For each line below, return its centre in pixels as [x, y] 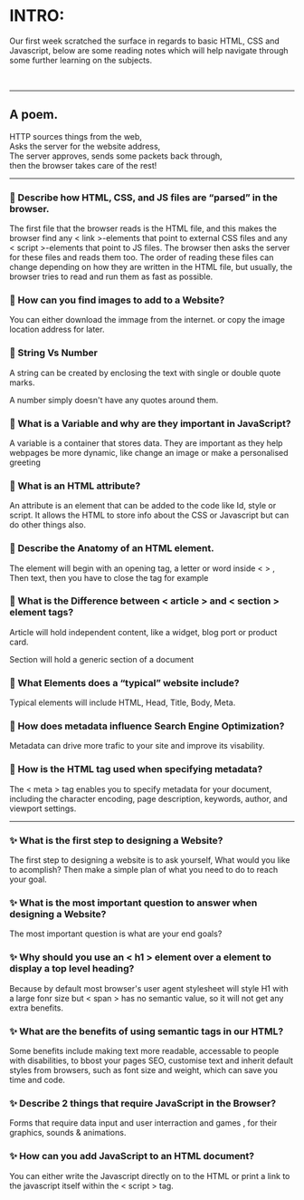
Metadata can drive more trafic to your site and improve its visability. [137, 746]
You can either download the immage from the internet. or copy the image [147, 320]
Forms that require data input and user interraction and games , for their [143, 1123]
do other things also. [48, 525]
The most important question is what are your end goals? [116, 934]
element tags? [42, 613]
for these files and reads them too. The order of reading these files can [142, 257]
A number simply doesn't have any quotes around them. [114, 400]
